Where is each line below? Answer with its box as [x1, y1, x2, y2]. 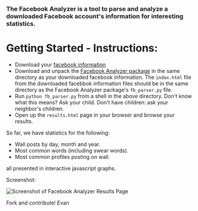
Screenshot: [6, 176, 36, 183]
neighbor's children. [14, 105, 64, 112]
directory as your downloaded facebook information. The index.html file [14, 73, 191, 81]
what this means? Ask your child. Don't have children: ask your [14, 98, 169, 105]
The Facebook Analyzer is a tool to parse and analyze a [6, 5, 168, 13]
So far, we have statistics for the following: [6, 129, 110, 136]
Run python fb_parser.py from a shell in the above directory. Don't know [14, 92, 192, 100]
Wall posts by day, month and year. [14, 140, 101, 148]
